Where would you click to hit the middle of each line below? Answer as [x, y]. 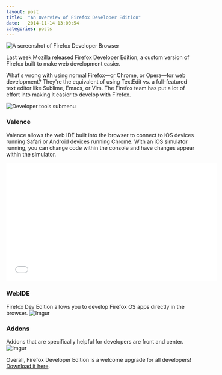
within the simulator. [31, 154]
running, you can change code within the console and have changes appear [100, 147]
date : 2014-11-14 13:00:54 [43, 23]
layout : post [23, 12]
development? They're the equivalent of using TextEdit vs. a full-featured [97, 82]
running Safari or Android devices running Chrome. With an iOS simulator [97, 141]
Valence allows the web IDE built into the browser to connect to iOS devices [100, 135]
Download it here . [28, 366]
